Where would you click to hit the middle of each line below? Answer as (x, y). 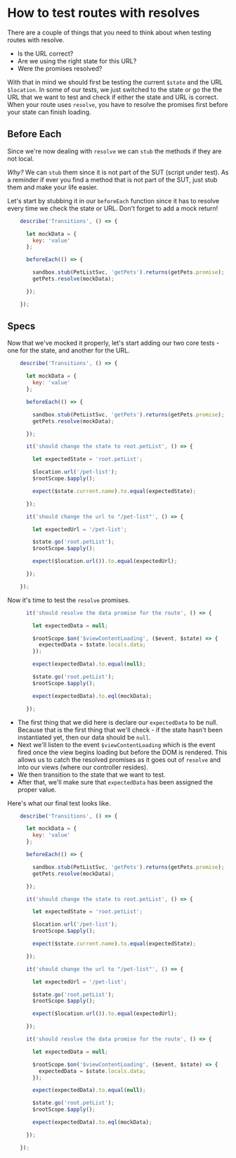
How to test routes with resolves (104, 13)
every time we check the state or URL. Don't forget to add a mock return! (113, 208)
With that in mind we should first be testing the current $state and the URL (115, 82)
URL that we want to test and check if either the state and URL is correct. (113, 97)
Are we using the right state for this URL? (77, 61)
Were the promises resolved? (60, 68)
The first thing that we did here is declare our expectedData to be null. (117, 722)
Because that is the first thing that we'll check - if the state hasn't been (120, 730)
